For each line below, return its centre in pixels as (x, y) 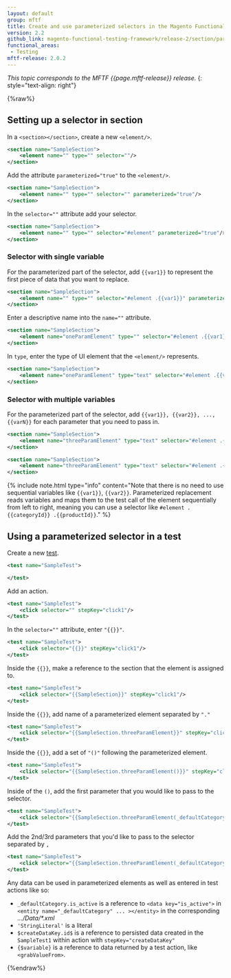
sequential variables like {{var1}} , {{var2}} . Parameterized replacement (109, 493)
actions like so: (28, 890)
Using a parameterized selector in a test (94, 536)
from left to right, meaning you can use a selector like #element (96, 507)
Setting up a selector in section (75, 120)
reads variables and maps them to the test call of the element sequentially (112, 500)
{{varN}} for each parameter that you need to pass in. (84, 421)
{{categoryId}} (29, 515)
